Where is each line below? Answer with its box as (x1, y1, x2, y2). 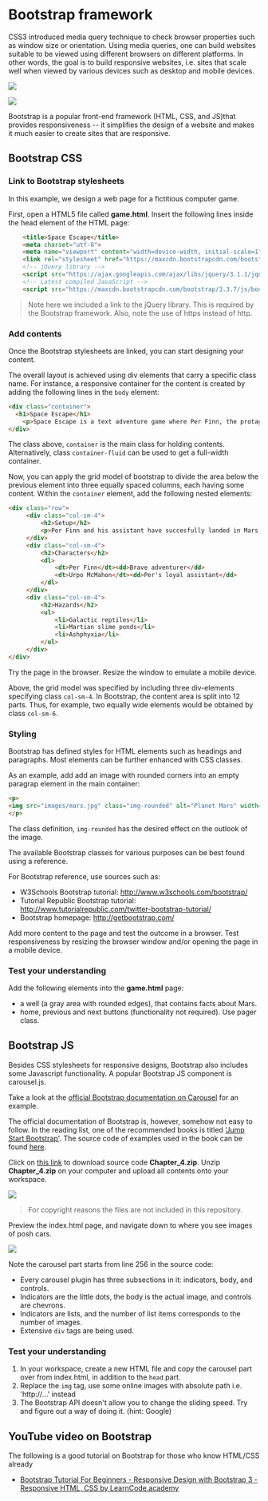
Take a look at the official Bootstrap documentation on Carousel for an (8, 1093, 239, 1102)
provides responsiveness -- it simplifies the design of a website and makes (8, 120, 255, 129)
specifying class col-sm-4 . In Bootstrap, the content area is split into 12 (8, 691, 241, 701)
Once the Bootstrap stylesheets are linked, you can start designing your (8, 346, 245, 356)
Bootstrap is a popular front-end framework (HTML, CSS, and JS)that (8, 111, 236, 121)
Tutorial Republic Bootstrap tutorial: (19, 895, 136, 905)
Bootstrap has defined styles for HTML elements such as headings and (8, 747, 242, 756)
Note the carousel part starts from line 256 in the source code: (8, 1259, 214, 1268)
